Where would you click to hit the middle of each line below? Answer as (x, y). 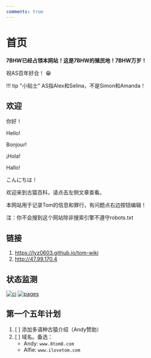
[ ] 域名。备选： (34, 337)
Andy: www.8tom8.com (49, 343)
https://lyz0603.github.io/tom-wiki (57, 253)
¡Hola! (13, 156)
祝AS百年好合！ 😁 (29, 73)
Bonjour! (17, 145)
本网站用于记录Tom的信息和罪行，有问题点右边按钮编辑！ (76, 205)
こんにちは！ (22, 180)
